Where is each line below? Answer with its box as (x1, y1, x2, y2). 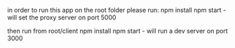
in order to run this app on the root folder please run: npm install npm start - (7, 6, 227, 14)
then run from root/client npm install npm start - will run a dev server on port (7, 27, 228, 35)
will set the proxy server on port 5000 (7, 13, 117, 22)
